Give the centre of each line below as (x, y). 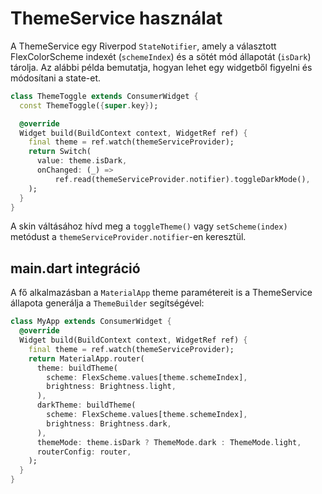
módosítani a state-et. (56, 78)
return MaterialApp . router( (86, 358)
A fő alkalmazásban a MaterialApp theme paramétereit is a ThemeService (161, 293)
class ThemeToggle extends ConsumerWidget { (104, 96)
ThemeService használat (116, 18)
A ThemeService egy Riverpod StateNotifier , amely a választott (143, 46)
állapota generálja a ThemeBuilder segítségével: (107, 303)
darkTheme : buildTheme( (86, 405)
